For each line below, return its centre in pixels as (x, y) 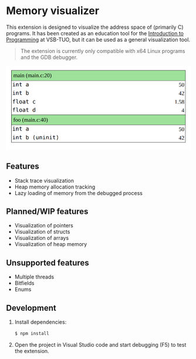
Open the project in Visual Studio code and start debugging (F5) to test (100, 344)
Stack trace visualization (44, 180)
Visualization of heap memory (51, 244)
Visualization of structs (42, 232)
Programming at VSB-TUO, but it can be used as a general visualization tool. (98, 39)
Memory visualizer (53, 11)
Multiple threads (34, 277)
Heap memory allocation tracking (55, 187)
